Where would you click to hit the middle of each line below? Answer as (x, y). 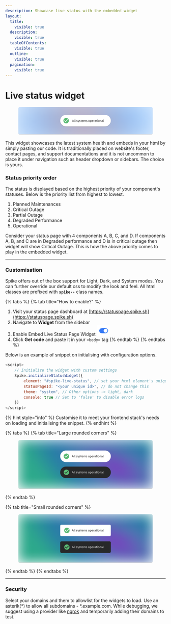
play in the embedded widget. (36, 252)
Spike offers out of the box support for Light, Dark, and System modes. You (84, 281)
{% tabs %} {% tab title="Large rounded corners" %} (61, 433)
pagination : (23, 64)
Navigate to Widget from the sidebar (51, 322)
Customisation (24, 270)
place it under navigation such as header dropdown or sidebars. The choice (85, 159)
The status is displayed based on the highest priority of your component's (83, 189)
